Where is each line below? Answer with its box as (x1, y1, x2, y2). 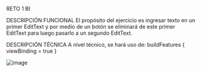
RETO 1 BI (6, 5, 31, 12)
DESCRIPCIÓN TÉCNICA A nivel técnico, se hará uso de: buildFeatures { (6, 41, 185, 48)
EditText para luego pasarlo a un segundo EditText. (6, 29, 132, 37)
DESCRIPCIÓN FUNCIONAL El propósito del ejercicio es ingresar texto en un (6, 17, 196, 23)
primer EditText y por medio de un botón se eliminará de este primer (6, 23, 176, 30)
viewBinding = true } (6, 47, 57, 55)
